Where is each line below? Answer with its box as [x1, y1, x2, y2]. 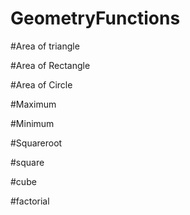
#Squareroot [10, 137, 63, 149]
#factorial [10, 195, 50, 207]
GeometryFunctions [10, 7, 181, 30]
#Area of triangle [10, 40, 80, 52]
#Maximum [10, 98, 57, 110]
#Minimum [10, 117, 55, 129]
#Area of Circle [10, 78, 73, 91]
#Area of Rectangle [10, 59, 91, 71]
